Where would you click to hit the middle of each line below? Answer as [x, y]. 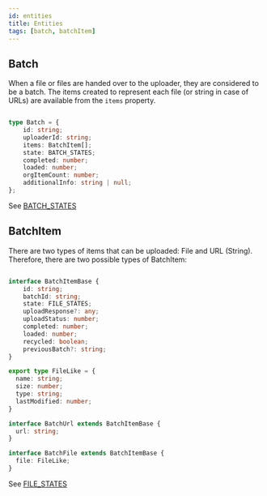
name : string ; [39, 379]
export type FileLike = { [52, 371]
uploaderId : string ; [57, 137]
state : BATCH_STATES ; [59, 152]
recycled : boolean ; [56, 341]
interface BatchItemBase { [54, 281]
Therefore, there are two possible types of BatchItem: [98, 259]
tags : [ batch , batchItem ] [52, 31]
